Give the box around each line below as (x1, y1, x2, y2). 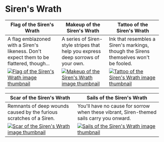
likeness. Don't (7, 47, 41, 54)
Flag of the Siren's (10, 21, 54, 28)
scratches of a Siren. (7, 115, 55, 121)
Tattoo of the (117, 21, 148, 28)
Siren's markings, (109, 42, 149, 48)
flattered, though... (7, 60, 50, 67)
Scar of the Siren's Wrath (10, 94, 70, 101)
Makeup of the (65, 21, 101, 28)
